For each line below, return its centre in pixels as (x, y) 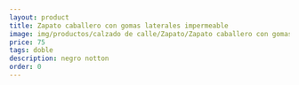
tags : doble (31, 50)
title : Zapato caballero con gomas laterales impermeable (119, 26)
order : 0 (25, 67)
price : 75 (28, 42)
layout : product (39, 17)
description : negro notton (59, 58)
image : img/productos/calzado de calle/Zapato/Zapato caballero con (139, 34)
